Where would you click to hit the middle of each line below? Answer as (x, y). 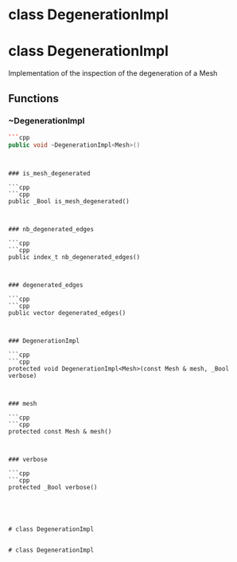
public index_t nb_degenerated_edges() (74, 257)
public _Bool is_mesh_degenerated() (69, 201)
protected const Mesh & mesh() (60, 431)
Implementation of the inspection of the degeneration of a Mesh (113, 73)
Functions (34, 98)
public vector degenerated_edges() (67, 312)
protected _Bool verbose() (53, 487)
